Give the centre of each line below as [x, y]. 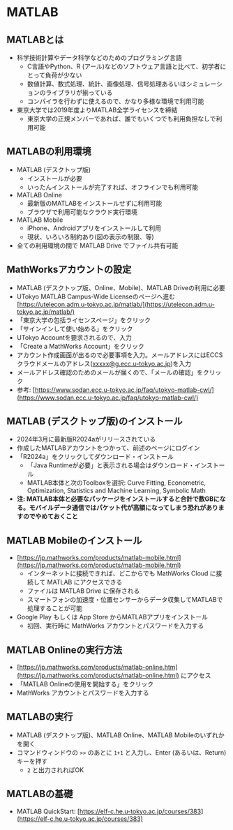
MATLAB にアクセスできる [85, 582]
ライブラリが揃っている [79, 92]
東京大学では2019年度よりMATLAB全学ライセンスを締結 [97, 110]
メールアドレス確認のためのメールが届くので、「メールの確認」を [110, 372]
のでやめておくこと [50, 516]
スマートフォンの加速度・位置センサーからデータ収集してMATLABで [125, 600]
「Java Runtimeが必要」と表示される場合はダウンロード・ [111, 465]
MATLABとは [35, 39]
